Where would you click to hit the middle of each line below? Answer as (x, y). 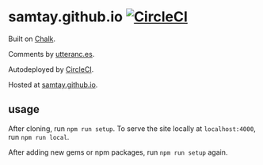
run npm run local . (39, 137)
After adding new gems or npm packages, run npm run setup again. (118, 152)
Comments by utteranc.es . (51, 54)
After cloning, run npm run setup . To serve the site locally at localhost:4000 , (132, 128)
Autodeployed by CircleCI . (51, 69)
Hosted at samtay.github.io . (53, 84)
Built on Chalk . (32, 39)
